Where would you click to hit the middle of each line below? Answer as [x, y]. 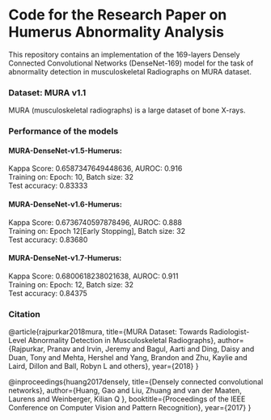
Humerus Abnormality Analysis [116, 32]
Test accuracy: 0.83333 [48, 186]
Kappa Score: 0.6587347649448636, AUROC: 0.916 [95, 168]
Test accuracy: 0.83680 [48, 240]
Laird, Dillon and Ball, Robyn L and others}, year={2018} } [104, 367]
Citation [24, 314]
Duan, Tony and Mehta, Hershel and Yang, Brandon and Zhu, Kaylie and [128, 358]
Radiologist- [229, 332]
